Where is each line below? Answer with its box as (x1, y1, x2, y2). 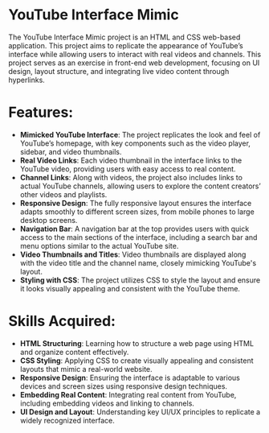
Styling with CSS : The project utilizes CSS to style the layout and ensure (19, 275, 261, 285)
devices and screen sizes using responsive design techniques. (19, 381, 227, 391)
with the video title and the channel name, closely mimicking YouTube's (19, 258, 257, 267)
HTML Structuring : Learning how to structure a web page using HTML (19, 338, 255, 348)
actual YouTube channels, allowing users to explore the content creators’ (19, 181, 261, 191)
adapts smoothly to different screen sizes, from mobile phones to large (19, 207, 255, 216)
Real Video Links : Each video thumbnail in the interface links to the (19, 155, 243, 165)
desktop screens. (19, 215, 78, 225)
